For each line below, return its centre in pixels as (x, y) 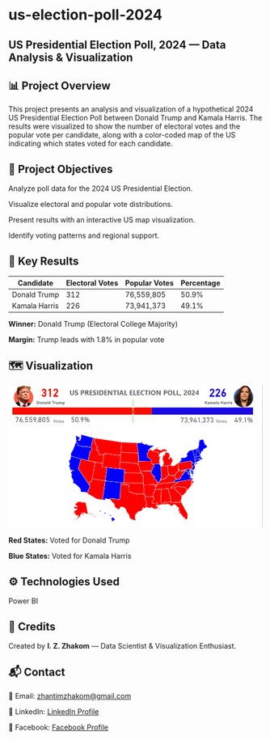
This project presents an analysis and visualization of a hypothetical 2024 (131, 109)
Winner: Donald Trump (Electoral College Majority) (93, 323)
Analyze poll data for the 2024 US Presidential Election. (101, 188)
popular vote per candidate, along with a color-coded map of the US (122, 135)
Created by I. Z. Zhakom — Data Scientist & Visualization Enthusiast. (122, 645)
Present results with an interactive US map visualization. (102, 220)
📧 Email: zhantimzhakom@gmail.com (70, 696)
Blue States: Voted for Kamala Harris (70, 556)
